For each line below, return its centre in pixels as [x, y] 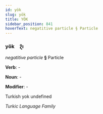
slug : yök [16, 15]
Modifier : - [17, 87]
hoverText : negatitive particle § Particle [52, 29]
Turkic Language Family [30, 106]
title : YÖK [17, 19]
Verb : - [13, 67]
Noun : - [13, 77]
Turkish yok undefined [29, 96]
